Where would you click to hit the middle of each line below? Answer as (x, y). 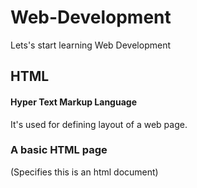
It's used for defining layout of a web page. (99, 124)
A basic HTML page (59, 150)
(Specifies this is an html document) (84, 172)
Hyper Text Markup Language (73, 102)
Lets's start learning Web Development (90, 45)
